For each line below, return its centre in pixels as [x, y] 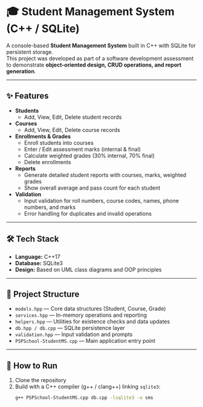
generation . [21, 71]
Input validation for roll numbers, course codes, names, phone [101, 200]
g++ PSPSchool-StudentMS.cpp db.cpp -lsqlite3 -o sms [84, 398]
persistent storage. [30, 51]
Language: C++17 [37, 256]
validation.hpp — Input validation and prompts [74, 334]
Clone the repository [40, 380]
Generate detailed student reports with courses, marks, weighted [105, 175]
